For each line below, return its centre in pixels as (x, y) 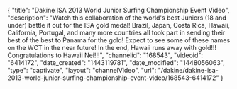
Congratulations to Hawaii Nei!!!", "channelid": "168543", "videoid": (105, 55)
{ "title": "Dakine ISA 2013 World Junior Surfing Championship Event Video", (118, 10)
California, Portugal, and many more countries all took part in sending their (116, 32)
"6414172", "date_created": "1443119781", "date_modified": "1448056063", (116, 63)
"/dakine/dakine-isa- (188, 70)
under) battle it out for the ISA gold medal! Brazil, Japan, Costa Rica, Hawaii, (119, 25)
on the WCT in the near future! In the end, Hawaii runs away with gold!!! (112, 48)
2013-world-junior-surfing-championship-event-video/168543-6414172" (113, 78)
